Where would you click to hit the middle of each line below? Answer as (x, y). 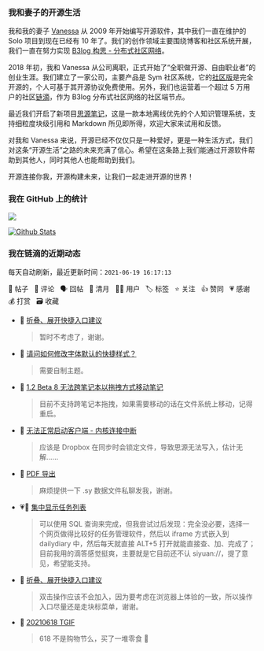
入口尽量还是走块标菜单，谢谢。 (91, 606)
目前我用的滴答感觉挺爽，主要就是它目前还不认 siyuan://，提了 (140, 553)
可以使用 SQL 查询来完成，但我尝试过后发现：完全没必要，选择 (141, 523)
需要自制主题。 (63, 370)
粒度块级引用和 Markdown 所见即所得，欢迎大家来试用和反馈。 (123, 124)
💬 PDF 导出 (38, 473)
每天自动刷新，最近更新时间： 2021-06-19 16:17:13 (90, 272)
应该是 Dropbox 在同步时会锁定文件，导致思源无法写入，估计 (137, 447)
